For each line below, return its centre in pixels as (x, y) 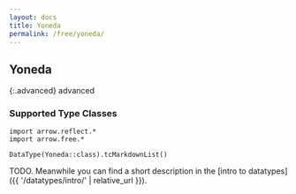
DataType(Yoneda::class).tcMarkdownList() (88, 155)
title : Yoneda (35, 26)
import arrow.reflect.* (53, 132)
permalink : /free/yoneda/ (57, 34)
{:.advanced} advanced (52, 91)
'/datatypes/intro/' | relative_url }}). (84, 181)
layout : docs (33, 17)
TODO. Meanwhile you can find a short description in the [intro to (128, 171)
